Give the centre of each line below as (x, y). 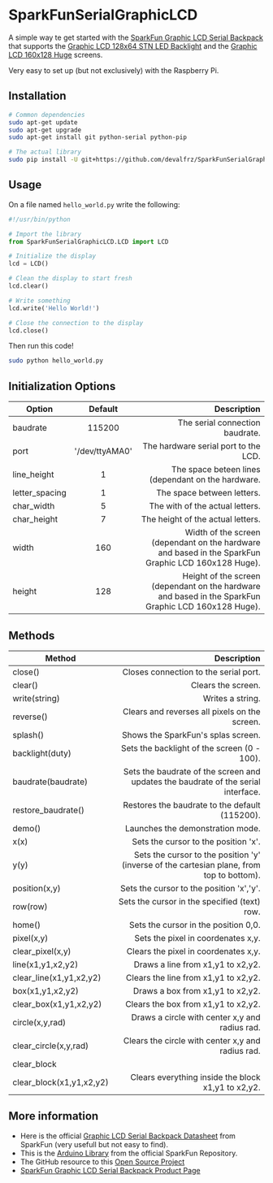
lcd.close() (28, 331)
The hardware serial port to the (201, 446)
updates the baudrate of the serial (196, 782)
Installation (37, 96)
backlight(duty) (42, 753)
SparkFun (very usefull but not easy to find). (94, 1144)
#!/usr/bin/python (39, 219)
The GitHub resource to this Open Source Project (102, 1161)
